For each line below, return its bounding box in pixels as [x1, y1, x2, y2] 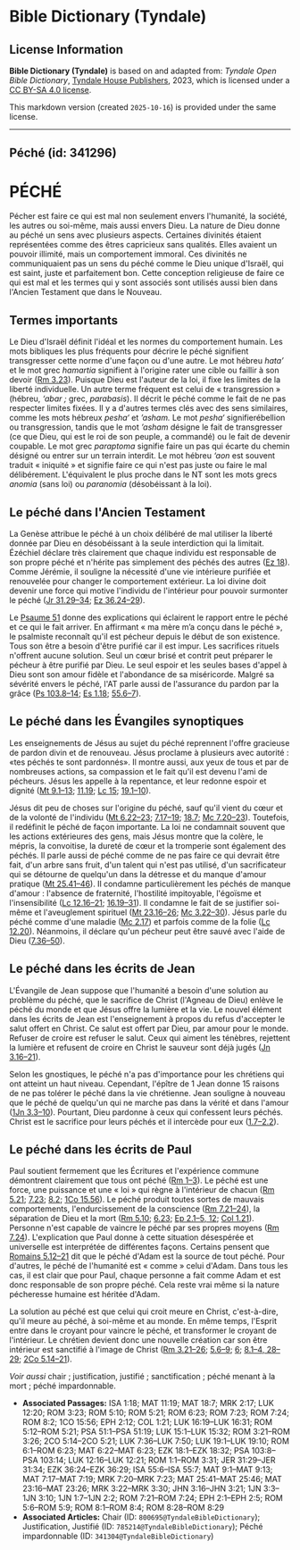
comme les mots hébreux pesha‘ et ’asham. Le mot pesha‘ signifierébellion [9, 413, 286, 423]
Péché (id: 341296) [9, 146, 118, 161]
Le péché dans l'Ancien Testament [9, 505, 205, 520]
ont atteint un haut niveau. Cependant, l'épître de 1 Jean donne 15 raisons [9, 1078, 279, 1089]
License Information [9, 42, 123, 57]
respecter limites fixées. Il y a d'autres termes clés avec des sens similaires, [9, 403, 288, 414]
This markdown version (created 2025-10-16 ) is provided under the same [9, 102, 277, 113]
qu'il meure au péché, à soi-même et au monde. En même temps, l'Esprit [9, 1316, 277, 1327]
